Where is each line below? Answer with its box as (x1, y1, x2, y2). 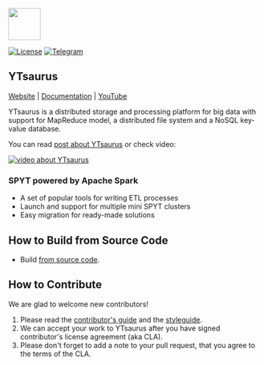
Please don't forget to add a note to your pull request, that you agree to (19, 340, 255, 350)
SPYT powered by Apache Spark (8, 175, 139, 186)
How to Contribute (8, 278, 103, 292)
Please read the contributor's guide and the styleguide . (19, 314, 203, 324)
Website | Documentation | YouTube (8, 91, 128, 100)
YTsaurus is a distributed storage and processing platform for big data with (8, 107, 257, 116)
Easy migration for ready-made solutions (19, 210, 155, 220)
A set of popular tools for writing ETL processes (19, 193, 179, 203)
